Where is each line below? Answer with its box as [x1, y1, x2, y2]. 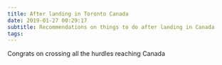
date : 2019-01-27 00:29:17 [7, 17, 88, 24]
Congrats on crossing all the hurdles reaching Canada [7, 49, 166, 58]
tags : [7, 30, 23, 37]
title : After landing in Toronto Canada [7, 10, 129, 18]
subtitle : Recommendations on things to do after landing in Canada [7, 23, 215, 30]
